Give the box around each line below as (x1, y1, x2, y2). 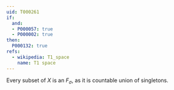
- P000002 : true (12, 32, 53, 38)
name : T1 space (17, 60, 56, 66)
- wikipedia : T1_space (12, 54, 70, 60)
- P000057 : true (12, 26, 53, 32)
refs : (6, 49, 20, 55)
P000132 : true (12, 43, 48, 49)
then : (6, 37, 20, 43)
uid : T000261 (6, 9, 40, 15)
